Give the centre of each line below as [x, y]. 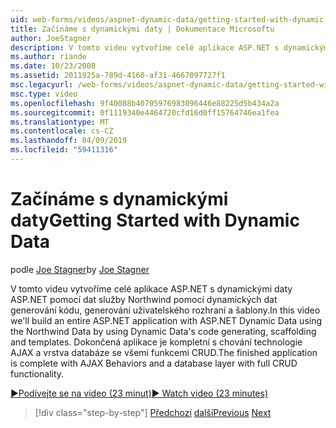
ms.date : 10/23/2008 [53, 66]
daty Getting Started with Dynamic [155, 220]
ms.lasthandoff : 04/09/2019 [69, 141]
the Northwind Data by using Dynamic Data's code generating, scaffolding [163, 331]
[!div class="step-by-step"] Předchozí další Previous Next [153, 412]
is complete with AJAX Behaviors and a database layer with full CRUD [154, 363]
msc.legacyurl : [42, 85]
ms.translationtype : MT [60, 122]
